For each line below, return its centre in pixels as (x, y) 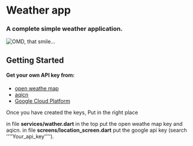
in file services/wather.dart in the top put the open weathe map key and (94, 124)
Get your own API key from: (40, 75)
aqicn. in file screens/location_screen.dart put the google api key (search (97, 130)
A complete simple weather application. (64, 29)
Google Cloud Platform (42, 101)
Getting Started (35, 60)
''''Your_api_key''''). (30, 137)
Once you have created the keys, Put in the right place (72, 112)
